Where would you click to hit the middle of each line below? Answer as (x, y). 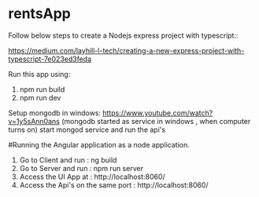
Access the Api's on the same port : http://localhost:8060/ (114, 184)
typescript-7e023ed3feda (50, 59)
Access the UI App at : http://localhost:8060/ (92, 177)
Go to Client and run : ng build (68, 160)
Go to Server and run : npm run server (81, 168)
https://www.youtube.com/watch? (157, 113)
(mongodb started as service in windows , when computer (156, 121)
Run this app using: (39, 74)
